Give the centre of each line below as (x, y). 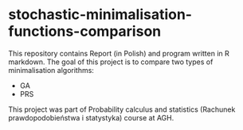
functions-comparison (85, 31)
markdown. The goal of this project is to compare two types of (111, 62)
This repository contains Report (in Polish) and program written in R (119, 53)
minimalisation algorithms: (51, 70)
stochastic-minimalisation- (100, 15)
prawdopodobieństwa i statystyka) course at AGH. (91, 117)
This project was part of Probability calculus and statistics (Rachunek (122, 109)
